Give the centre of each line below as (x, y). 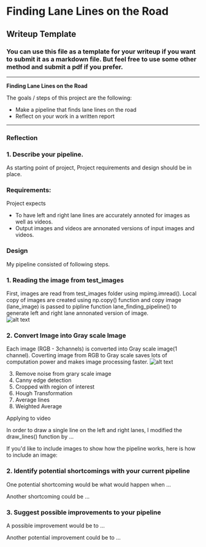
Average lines (32, 400)
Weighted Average (39, 406)
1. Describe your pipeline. (45, 154)
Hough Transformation (44, 394)
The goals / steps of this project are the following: (69, 98)
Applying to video (29, 418)
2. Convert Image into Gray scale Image (66, 335)
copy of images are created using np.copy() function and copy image (94, 300)
